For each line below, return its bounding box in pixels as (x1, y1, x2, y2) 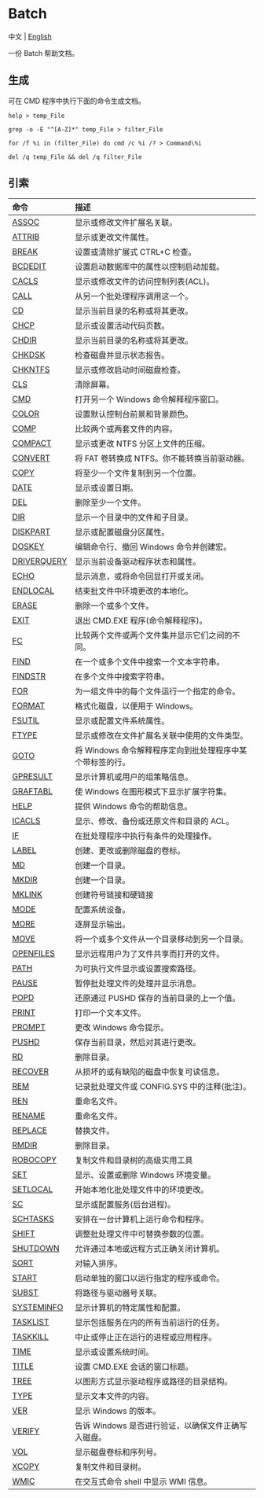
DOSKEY (12, 540, 45, 551)
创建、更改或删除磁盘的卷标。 (74, 845, 185, 856)
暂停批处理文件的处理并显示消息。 (74, 977, 201, 988)
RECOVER (12, 1066, 49, 1077)
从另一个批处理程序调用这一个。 (74, 290, 193, 301)
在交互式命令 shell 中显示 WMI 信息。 (74, 1476, 212, 1487)
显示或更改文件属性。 (74, 231, 154, 242)
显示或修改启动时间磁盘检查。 (74, 364, 185, 375)
